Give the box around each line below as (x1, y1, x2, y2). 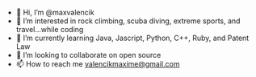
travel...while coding (15, 25, 84, 34)
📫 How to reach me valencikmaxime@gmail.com (15, 59, 180, 68)
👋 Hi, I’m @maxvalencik (15, 8, 94, 17)
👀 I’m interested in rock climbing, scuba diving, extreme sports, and (15, 16, 241, 26)
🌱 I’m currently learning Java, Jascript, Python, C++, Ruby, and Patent (15, 33, 250, 43)
